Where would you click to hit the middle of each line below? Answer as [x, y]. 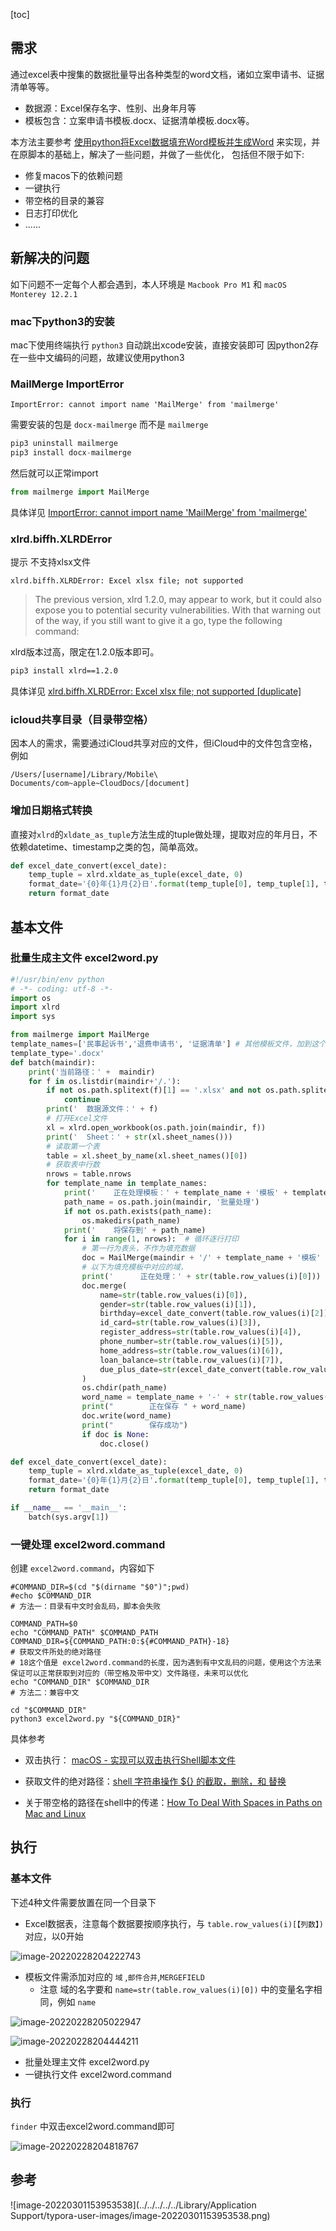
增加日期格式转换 [51, 811]
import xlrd [35, 1007]
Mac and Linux [55, 1814]
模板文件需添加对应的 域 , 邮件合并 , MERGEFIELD [114, 1976]
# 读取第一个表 [73, 1146]
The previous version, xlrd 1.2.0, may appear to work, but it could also [178, 600]
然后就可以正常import [54, 473]
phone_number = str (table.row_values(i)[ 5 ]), [191, 1342]
